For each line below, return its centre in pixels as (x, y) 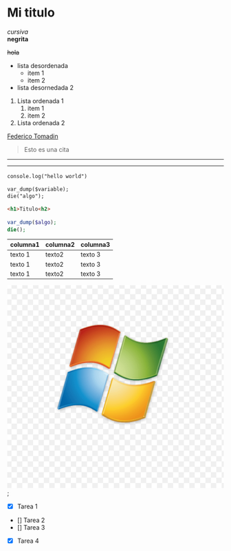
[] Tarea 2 (31, 520)
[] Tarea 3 (31, 527)
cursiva (18, 32)
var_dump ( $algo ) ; (32, 222)
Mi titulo (31, 13)
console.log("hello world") (47, 176)
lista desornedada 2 (45, 87)
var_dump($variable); (38, 189)
